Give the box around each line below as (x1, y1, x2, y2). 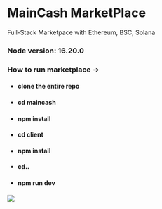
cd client (17, 130, 44, 139)
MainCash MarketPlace (7, 5, 147, 21)
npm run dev (17, 178, 56, 187)
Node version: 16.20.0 (7, 46, 85, 56)
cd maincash (17, 98, 56, 106)
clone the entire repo (17, 82, 80, 91)
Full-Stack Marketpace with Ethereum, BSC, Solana (7, 28, 156, 37)
